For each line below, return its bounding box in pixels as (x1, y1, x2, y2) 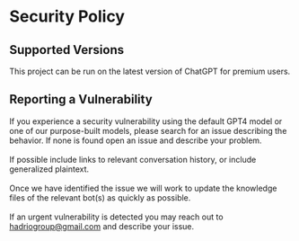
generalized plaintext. (9, 164, 90, 174)
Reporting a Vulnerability (9, 92, 153, 107)
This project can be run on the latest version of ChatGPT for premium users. (9, 66, 291, 76)
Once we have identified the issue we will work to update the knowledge (9, 183, 277, 193)
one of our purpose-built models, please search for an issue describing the (9, 125, 287, 136)
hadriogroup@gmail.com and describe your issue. (9, 220, 195, 231)
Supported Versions (9, 42, 124, 58)
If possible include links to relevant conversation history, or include (9, 154, 257, 165)
